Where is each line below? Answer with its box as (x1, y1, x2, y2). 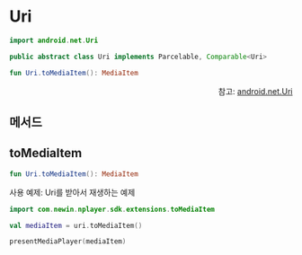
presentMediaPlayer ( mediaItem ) (9, 237, 127, 246)
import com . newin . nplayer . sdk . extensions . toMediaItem (9, 205, 216, 214)
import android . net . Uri (9, 36, 99, 45)
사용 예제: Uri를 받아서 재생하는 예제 (9, 187, 136, 198)
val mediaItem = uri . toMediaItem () (9, 221, 143, 230)
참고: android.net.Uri (218, 85, 293, 96)
